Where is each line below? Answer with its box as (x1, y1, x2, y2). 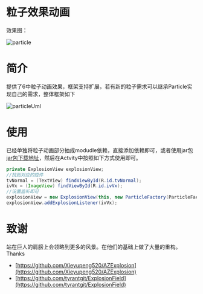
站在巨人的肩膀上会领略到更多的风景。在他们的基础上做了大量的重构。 (6, 243, 181, 251)
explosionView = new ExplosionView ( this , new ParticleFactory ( (6, 194, 169, 200)
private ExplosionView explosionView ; (6, 166, 104, 172)
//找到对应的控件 (6, 171, 43, 178)
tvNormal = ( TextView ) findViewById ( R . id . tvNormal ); (6, 177, 142, 184)
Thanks (6, 250, 25, 257)
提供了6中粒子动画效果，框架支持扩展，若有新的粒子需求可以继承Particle (6, 83, 187, 90)
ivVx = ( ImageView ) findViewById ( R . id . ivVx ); (6, 183, 123, 189)
